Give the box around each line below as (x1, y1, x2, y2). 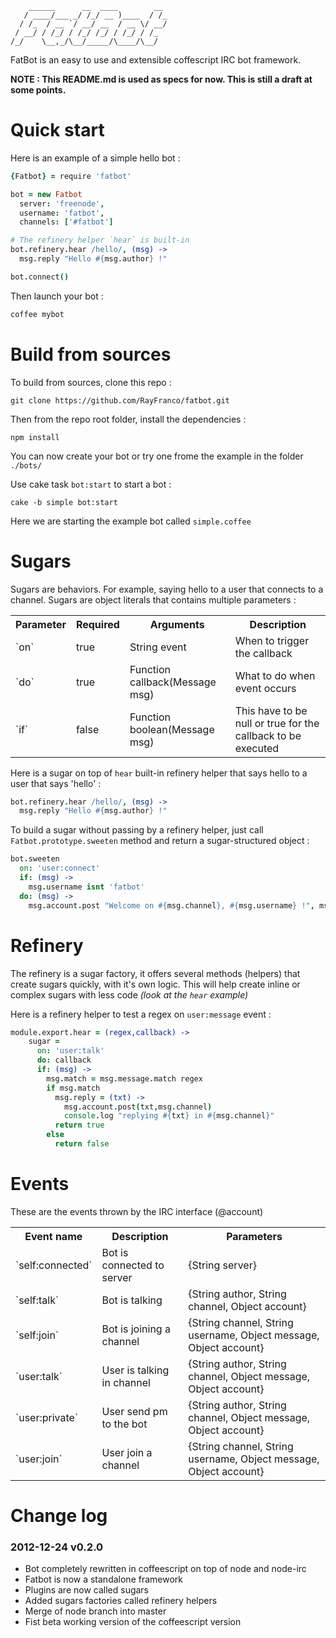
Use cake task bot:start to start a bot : (10, 478, 172, 490)
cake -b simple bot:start (10, 497, 118, 507)
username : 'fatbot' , (19, 208, 105, 218)
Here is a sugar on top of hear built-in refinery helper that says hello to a (10, 767, 308, 779)
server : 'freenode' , (19, 198, 105, 209)
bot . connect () (10, 272, 70, 282)
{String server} (188, 1258, 257, 1272)
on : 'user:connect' (19, 863, 101, 874)
